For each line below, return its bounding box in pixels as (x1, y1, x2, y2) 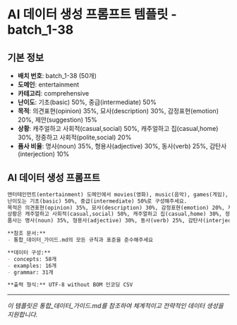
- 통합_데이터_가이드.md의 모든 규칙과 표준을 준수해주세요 (7, 236, 154, 243)
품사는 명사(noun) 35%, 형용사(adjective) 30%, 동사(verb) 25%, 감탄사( (7, 217, 207, 224)
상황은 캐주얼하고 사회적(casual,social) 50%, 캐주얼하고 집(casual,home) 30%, (7, 210, 222, 218)
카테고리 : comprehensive (17, 89, 90, 97)
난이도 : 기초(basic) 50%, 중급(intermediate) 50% (17, 98, 157, 106)
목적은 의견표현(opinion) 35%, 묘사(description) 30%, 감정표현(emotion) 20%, (7, 204, 225, 211)
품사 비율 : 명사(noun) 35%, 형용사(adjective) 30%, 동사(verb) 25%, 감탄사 (17, 142, 227, 150)
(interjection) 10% (17, 150, 70, 158)
